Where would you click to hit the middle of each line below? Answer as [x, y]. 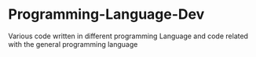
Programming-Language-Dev [106, 14]
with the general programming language [73, 44]
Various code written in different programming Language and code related [128, 36]
